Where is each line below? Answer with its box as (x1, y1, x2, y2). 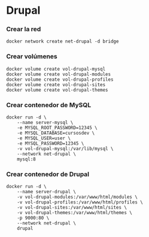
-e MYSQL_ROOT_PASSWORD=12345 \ (17, 125, 98, 131)
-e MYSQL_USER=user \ (17, 135, 71, 141)
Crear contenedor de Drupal (6, 170, 90, 178)
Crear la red (6, 25, 41, 34)
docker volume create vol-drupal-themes (6, 87, 109, 93)
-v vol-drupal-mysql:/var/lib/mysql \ (17, 146, 114, 152)
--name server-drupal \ (17, 189, 77, 195)
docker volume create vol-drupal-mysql (6, 66, 106, 72)
